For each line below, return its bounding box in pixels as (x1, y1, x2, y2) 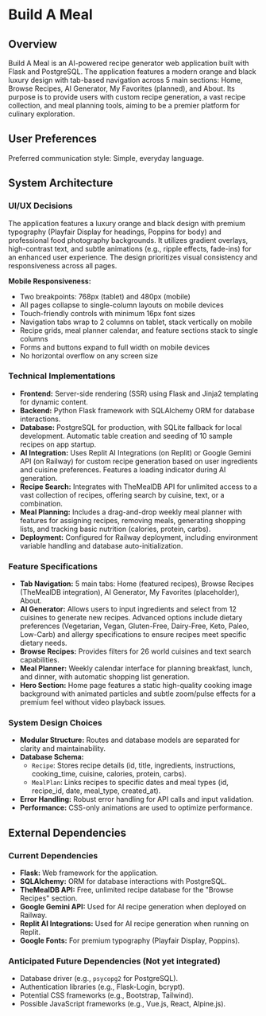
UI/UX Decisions (8, 201, 73, 212)
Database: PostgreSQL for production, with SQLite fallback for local (19, 422, 242, 432)
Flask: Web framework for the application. (19, 868, 159, 877)
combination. (19, 498, 64, 508)
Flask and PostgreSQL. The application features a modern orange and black (8, 67, 256, 76)
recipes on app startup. (19, 440, 97, 449)
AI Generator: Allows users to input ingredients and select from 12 (19, 604, 237, 614)
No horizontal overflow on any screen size (19, 350, 159, 360)
